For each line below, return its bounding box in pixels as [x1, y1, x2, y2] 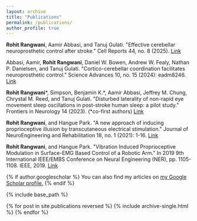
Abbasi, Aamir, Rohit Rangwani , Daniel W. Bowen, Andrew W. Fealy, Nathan [6, 59, 190, 66]
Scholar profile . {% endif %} [6, 180, 75, 187]
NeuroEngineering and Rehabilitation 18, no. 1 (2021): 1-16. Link [6, 132, 159, 139]
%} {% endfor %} [6, 209, 49, 216]
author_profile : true [6, 25, 60, 31]
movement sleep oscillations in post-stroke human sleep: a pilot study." [6, 101, 179, 109]
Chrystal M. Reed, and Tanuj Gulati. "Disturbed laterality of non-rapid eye [6, 95, 184, 103]
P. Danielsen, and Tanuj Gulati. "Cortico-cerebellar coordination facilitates [6, 65, 186, 72]
